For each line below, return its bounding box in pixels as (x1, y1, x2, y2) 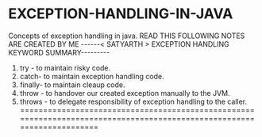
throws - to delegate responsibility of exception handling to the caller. (19, 97, 248, 106)
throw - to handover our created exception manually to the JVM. (19, 88, 230, 97)
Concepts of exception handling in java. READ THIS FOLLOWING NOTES (8, 31, 245, 40)
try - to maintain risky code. (19, 63, 111, 72)
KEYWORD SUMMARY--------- (8, 48, 110, 57)
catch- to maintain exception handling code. (19, 71, 164, 81)
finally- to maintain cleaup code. (19, 80, 125, 89)
